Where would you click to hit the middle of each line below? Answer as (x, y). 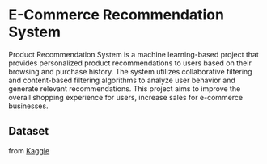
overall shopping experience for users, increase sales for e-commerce (126, 97)
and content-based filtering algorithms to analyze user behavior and (122, 80)
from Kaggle (29, 150)
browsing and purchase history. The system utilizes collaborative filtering (130, 71)
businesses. (28, 106)
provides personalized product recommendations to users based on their (130, 63)
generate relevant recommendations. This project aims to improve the (125, 88)
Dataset (29, 131)
